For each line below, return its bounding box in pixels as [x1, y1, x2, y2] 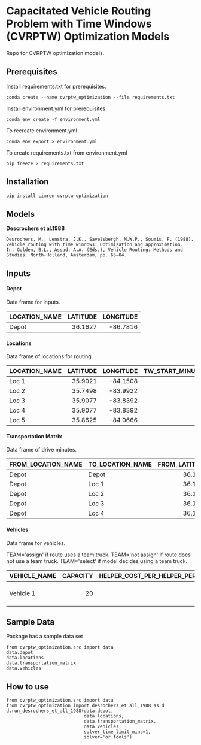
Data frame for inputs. [6, 298, 60, 305]
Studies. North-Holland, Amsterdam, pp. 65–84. [6, 252, 127, 258]
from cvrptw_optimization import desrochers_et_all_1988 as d [6, 702, 165, 709]
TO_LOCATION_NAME [88, 460, 153, 468]
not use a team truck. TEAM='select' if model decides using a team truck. [6, 557, 188, 564]
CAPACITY [62, 571, 94, 580]
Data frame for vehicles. [6, 539, 66, 546]
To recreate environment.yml [6, 127, 78, 134]
